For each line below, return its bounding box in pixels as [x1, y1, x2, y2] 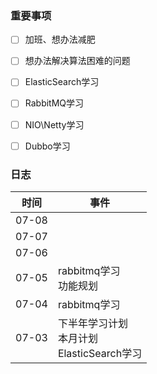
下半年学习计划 [57, 316, 128, 330]
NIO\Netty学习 [24, 118, 85, 131]
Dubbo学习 [24, 140, 71, 152]
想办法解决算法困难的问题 [24, 55, 131, 67]
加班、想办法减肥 [24, 33, 96, 46]
